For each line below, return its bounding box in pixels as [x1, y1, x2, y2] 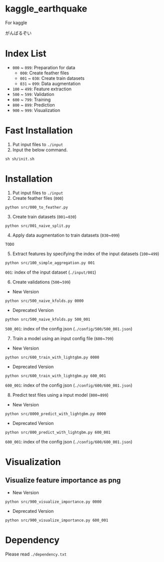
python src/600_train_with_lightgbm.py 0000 [5, 355, 99, 360]
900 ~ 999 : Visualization [12, 107, 60, 113]
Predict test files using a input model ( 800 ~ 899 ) [12, 392, 109, 398]
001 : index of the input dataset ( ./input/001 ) [5, 269, 96, 275]
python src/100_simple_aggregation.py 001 [5, 260, 95, 265]
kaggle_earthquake [5, 3, 87, 15]
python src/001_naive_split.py [5, 223, 70, 229]
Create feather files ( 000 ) [12, 195, 64, 201]
